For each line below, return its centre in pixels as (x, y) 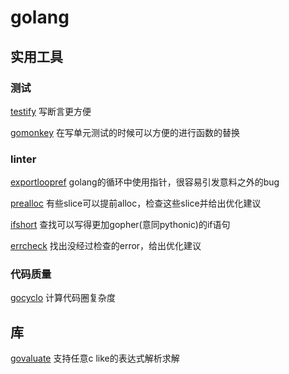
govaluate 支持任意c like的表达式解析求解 (95, 358)
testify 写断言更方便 (51, 111)
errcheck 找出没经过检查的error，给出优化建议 (106, 246)
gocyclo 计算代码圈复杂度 (63, 298)
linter (23, 159)
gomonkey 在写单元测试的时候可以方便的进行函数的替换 (125, 132)
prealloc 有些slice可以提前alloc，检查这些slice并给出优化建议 (136, 203)
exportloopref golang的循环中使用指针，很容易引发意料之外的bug (145, 182)
